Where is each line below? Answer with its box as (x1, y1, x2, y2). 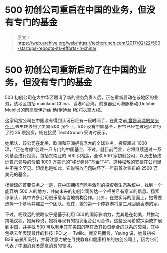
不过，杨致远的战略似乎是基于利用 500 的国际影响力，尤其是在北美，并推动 (5, 211, 160, 217)
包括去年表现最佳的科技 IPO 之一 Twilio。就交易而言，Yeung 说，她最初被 (5, 230, 156, 236)
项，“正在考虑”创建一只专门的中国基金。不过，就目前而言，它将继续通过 (5, 146, 153, 152)
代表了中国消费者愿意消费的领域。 (5, 242, 75, 248)
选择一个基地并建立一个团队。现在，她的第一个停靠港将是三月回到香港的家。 (5, 200, 162, 207)
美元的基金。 (5, 171, 31, 177)
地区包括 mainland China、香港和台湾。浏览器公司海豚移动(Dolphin (18, 100, 156, 106)
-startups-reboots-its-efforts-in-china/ (17, 45, 97, 51)
